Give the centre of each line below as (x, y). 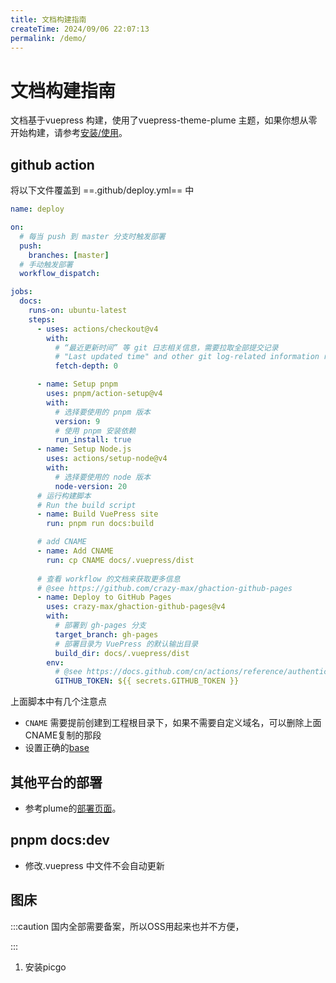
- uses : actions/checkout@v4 (97, 329)
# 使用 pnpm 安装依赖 (95, 431)
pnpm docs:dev (60, 840)
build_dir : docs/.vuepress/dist (122, 653)
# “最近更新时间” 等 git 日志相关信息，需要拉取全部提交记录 (166, 347)
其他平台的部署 (56, 782)
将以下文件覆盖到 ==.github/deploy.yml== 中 (102, 190)
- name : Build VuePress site (97, 514)
